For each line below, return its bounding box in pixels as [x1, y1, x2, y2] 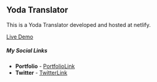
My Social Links [6, 47, 48, 54]
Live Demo [6, 33, 34, 40]
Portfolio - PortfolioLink [15, 62, 75, 70]
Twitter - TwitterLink [15, 69, 68, 76]
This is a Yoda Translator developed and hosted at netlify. [6, 21, 151, 28]
